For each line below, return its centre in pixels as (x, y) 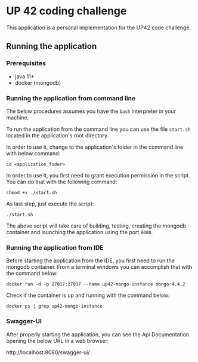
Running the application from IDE (55, 247)
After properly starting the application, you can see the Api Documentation (98, 334)
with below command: (33, 153)
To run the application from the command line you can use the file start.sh (98, 129)
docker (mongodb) (38, 82)
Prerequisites (26, 63)
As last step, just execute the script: (50, 204)
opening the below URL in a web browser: (58, 340)
